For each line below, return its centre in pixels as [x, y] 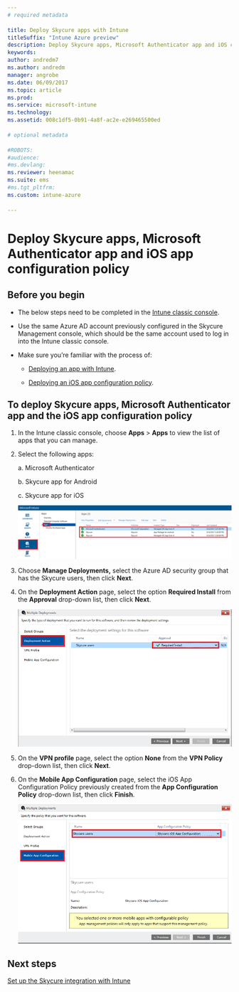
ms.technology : [30, 113]
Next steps [32, 964]
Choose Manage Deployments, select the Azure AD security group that [123, 571]
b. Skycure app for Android [57, 482]
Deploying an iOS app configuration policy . [91, 382]
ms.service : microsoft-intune [52, 105]
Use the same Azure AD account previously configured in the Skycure [120, 326]
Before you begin [46, 295]
